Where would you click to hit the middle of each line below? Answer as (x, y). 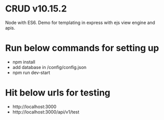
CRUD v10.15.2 (36, 9)
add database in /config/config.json (49, 67)
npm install (24, 62)
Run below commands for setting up (82, 48)
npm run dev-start (31, 72)
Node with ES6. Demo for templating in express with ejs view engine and (80, 22)
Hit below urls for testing (58, 93)
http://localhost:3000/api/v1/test (46, 112)
